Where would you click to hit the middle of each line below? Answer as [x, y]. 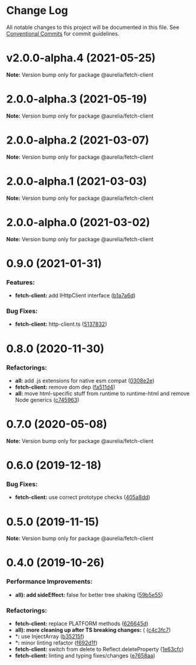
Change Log [37, 11]
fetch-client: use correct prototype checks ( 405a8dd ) [83, 497]
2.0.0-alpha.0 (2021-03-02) [78, 222]
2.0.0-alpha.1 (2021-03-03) [77, 181]
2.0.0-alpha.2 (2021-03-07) [78, 140]
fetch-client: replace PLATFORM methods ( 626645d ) [82, 624]
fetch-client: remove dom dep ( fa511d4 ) [65, 387]
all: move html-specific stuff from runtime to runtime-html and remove [102, 393]
